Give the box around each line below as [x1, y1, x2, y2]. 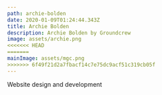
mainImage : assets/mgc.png [7, 55, 85, 62]
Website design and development [7, 80, 102, 88]
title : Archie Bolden [7, 23, 70, 30]
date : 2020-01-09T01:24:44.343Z [7, 17, 100, 23]
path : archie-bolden [7, 10, 67, 17]
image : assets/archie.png [7, 36, 81, 43]
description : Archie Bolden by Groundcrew [7, 29, 131, 36]
